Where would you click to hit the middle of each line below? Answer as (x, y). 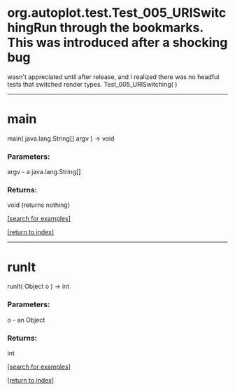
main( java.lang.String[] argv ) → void (61, 138)
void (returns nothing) (39, 205)
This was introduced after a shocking (117, 43)
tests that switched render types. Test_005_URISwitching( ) (92, 84)
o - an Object (26, 320)
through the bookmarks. (132, 28)
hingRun (32, 28)
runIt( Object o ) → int (38, 286)
